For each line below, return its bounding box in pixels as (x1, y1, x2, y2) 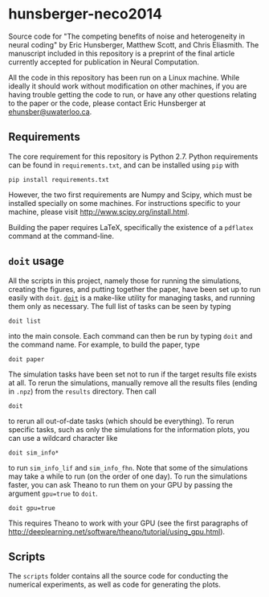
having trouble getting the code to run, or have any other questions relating (8, 89, 257, 99)
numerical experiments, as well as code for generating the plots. (8, 580, 221, 590)
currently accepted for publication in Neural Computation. (8, 57, 199, 67)
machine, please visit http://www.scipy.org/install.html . (8, 207, 190, 216)
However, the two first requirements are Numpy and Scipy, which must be (8, 190, 253, 200)
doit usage (8, 254, 64, 268)
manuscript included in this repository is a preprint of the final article (8, 48, 235, 58)
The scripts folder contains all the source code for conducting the (8, 571, 229, 581)
